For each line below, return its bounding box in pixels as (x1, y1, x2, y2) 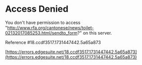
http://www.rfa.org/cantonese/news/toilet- (7, 24, 94, 30)
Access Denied (5, 3, 69, 15)
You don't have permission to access (5, 20, 81, 25)
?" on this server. (77, 30, 112, 36)
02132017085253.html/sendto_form (5, 30, 78, 36)
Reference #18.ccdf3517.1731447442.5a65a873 (5, 39, 101, 45)
